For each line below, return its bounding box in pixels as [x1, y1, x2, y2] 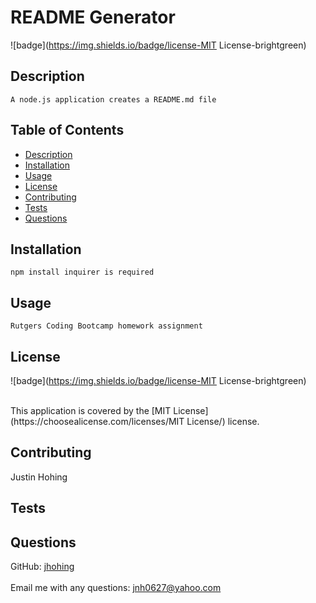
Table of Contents [10, 122, 125, 139]
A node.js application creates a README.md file [10, 94, 217, 105]
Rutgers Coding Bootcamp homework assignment [10, 321, 203, 331]
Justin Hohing [10, 471, 68, 483]
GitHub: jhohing [10, 561, 75, 573]
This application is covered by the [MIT [10, 405, 172, 416]
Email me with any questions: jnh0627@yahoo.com [10, 582, 222, 594]
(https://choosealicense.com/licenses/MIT [10, 416, 185, 427]
